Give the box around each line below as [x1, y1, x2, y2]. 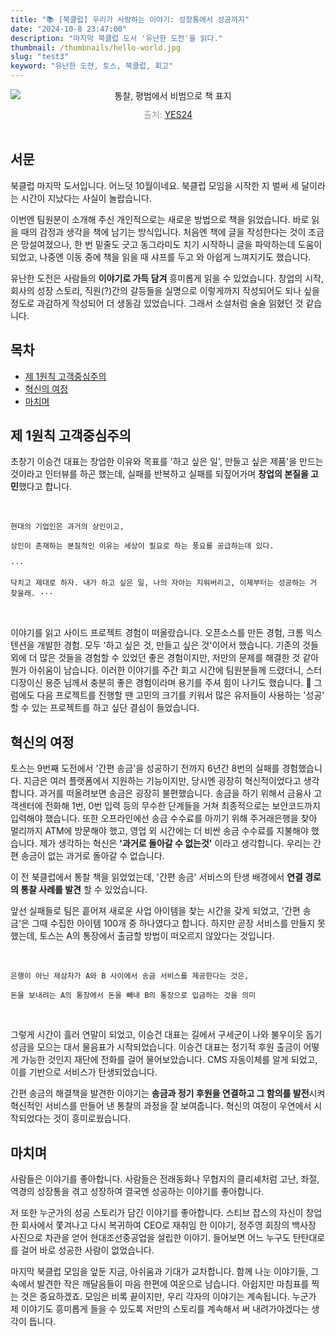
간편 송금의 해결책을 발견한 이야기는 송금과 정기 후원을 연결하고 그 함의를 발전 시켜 [10, 1087, 326, 1100]
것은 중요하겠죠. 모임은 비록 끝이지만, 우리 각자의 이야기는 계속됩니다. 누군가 [20, 1291, 317, 1303]
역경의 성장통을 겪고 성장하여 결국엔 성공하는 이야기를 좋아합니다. [10, 1186, 265, 1198]
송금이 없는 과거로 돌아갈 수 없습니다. [20, 850, 165, 862]
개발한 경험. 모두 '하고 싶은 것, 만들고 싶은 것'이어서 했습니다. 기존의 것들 [36, 639, 319, 651]
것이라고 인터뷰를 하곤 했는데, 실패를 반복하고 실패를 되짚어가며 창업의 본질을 [10, 468, 309, 480]
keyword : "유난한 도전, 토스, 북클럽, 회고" [10, 61, 174, 71]
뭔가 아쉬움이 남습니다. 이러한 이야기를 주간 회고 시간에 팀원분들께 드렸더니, [10, 664, 304, 676]
